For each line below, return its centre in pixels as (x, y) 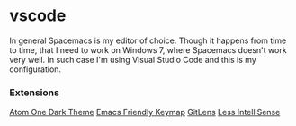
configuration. (35, 69)
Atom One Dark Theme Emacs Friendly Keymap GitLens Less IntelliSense (145, 112)
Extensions (35, 93)
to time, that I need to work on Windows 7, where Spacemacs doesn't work (148, 49)
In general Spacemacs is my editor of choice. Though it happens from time (148, 40)
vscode (38, 16)
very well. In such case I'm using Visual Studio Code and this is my (133, 59)
